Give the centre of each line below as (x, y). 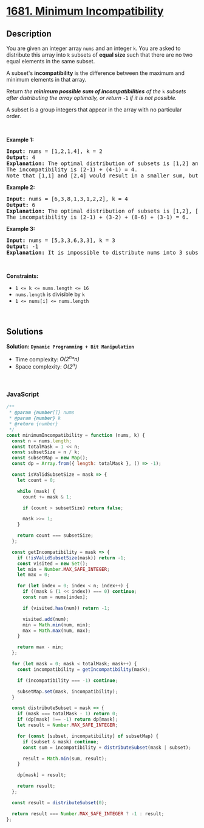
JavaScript (23, 394)
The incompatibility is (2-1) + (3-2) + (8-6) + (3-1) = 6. (98, 217)
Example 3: (21, 229)
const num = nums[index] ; (55, 597)
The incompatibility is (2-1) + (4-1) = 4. (72, 170)
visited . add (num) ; (46, 619)
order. (14, 116)
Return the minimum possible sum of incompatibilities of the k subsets (96, 91)
